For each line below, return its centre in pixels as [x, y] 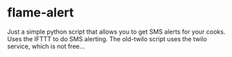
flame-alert [41, 13]
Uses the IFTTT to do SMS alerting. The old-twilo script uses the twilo [107, 38]
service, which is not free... [46, 46]
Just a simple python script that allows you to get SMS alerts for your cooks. [116, 32]
